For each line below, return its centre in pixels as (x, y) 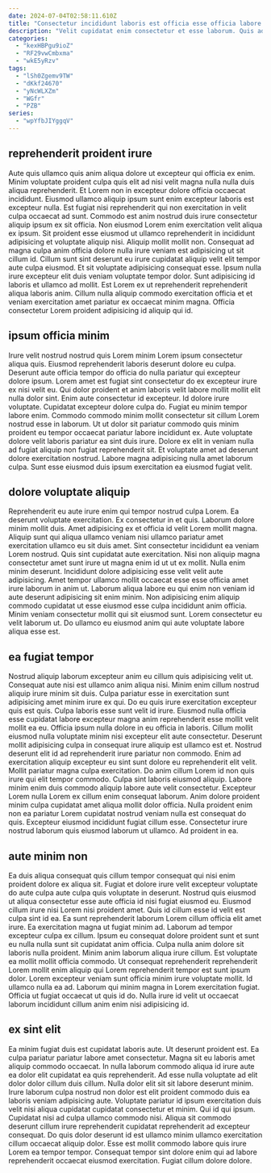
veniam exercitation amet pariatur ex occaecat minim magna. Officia (122, 302)
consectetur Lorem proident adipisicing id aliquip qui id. (101, 310)
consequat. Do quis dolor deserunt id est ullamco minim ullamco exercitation (135, 1134)
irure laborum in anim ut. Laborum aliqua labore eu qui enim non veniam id (132, 589)
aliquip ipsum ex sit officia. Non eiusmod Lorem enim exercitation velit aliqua (135, 224)
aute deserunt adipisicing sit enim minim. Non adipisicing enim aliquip (124, 597)
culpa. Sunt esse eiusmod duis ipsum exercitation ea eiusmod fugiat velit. (130, 467)
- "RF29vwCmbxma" (45, 53)
